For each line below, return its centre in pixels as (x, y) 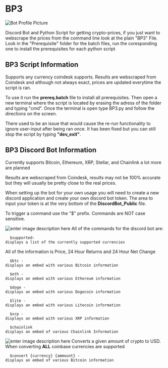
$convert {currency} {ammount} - (45, 356)
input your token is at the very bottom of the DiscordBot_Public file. (76, 203)
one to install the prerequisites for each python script (60, 49)
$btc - (17, 261)
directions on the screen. (31, 113)
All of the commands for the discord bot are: (118, 228)
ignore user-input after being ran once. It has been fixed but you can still (80, 129)
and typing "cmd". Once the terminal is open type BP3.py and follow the (80, 108)
